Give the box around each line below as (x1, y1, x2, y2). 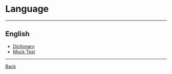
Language (5, 3, 49, 15)
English (5, 30, 30, 38)
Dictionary (12, 43, 35, 49)
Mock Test (12, 48, 35, 55)
